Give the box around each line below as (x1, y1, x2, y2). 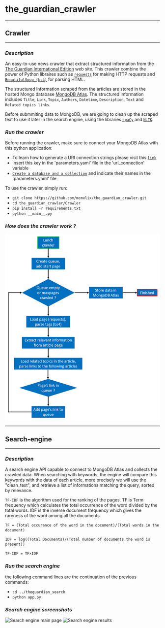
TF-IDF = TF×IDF (5, 551, 38, 556)
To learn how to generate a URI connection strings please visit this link (12, 155, 157, 161)
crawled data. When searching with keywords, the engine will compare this (5, 472, 157, 478)
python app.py (12, 595, 41, 599)
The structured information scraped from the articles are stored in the (5, 86, 146, 92)
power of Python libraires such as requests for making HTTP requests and (5, 71, 155, 77)
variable (12, 165, 29, 171)
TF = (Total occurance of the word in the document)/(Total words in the (5, 523, 160, 528)
